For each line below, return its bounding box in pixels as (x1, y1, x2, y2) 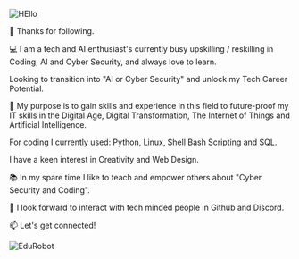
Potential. (9, 83, 45, 94)
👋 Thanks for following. (9, 26, 95, 36)
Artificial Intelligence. (9, 120, 87, 129)
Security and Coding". (9, 185, 91, 196)
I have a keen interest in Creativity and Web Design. (9, 155, 199, 164)
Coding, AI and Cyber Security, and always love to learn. (9, 56, 217, 67)
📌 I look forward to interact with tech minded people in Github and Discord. (9, 202, 285, 213)
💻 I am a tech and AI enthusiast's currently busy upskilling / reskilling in (9, 44, 274, 54)
